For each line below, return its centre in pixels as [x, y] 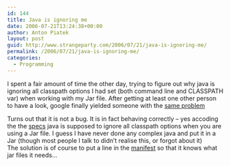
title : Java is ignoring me [47, 20]
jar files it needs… [32, 155]
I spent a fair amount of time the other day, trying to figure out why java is [111, 83]
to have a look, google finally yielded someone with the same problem [106, 105]
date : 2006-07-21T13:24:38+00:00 [55, 26]
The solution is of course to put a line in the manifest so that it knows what [112, 148]
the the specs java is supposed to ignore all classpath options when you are [114, 126]
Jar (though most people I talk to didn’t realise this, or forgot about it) [105, 140]
